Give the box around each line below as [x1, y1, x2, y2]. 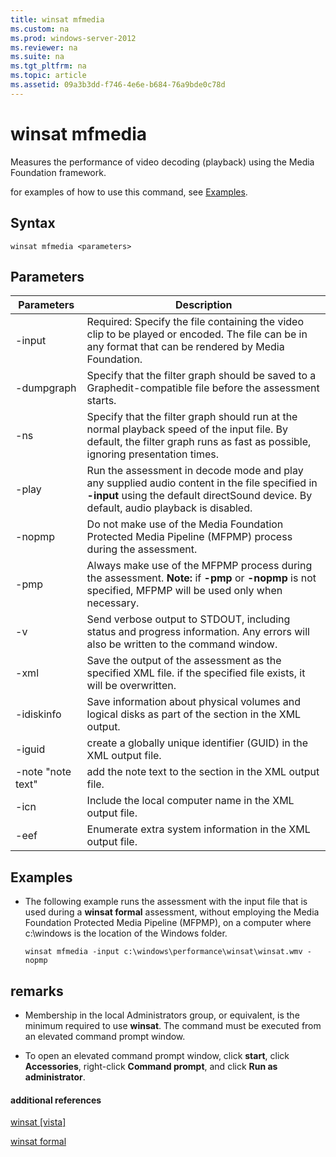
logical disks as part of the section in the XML [86, 707, 302, 721]
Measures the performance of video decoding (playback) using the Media [10, 156, 315, 168]
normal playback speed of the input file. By [86, 422, 289, 436]
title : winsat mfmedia [10, 14, 105, 25]
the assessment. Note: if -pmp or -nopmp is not [86, 571, 317, 585]
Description [175, 298, 233, 312]
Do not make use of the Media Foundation [86, 517, 284, 531]
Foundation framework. [10, 166, 107, 178]
